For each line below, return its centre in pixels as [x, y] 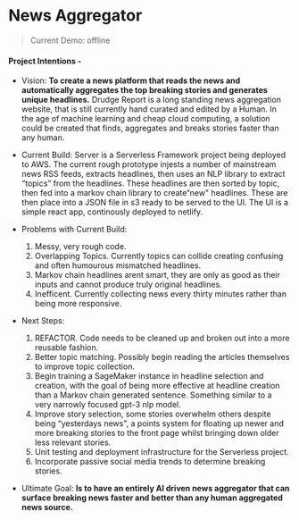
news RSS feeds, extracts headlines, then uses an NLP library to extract [153, 174]
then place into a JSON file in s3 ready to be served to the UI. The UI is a [155, 203]
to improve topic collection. [85, 366]
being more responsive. [78, 304]
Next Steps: [43, 321]
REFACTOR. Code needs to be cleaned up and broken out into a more [162, 338]
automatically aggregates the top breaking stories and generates [145, 90]
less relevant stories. [73, 442]
